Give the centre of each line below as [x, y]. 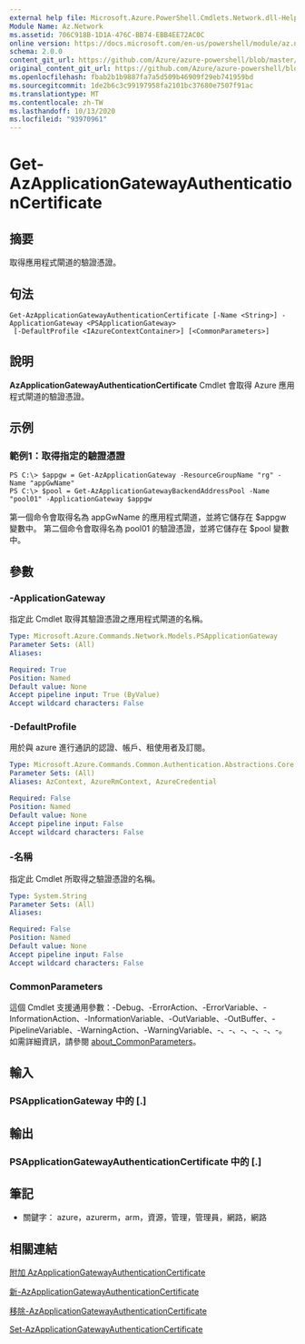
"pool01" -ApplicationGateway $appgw [81, 500]
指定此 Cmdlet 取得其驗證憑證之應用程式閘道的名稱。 [109, 619]
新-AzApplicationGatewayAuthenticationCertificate [104, 1292]
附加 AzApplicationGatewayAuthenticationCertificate [108, 1273]
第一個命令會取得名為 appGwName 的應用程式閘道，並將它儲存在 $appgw [148, 517]
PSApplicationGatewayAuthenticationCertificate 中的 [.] [135, 1161]
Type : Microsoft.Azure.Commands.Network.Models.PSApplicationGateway [144, 637]
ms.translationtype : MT [54, 94]
